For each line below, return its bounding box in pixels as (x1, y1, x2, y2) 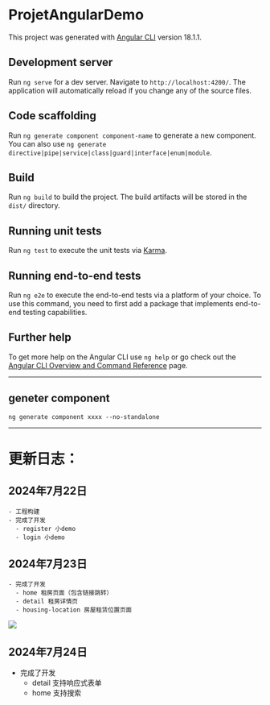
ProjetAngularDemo (8, 6, 145, 24)
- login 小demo (15, 533, 66, 541)
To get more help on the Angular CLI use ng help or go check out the (8, 352, 236, 362)
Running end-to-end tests (8, 268, 141, 283)
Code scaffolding (8, 109, 96, 122)
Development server (8, 56, 113, 69)
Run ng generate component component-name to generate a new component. (8, 131, 257, 140)
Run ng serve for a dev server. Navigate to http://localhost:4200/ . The (8, 77, 247, 86)
